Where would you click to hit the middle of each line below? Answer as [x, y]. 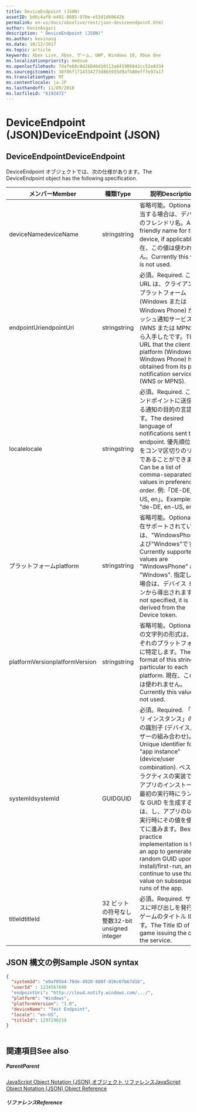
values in [152, 481]
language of [156, 426]
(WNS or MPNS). [163, 381]
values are [154, 559]
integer [112, 936]
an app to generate [165, 851]
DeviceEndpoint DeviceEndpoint [66, 157]
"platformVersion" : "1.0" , [44, 1004]
